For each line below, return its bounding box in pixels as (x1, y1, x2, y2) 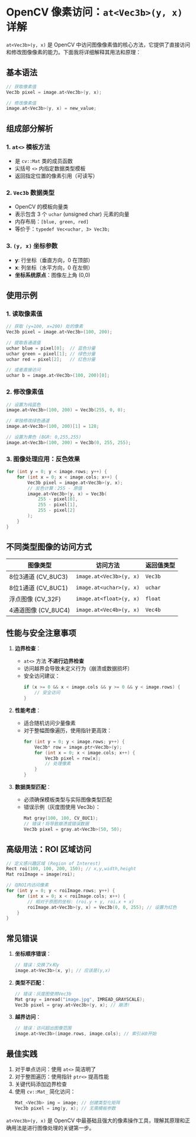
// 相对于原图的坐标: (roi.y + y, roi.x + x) (27, 899, 134, 905)
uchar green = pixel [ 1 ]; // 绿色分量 (6, 351, 96, 357)
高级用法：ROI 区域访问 (6, 845, 92, 855)
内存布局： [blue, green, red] (14, 218, 89, 225)
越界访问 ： (14, 1013, 41, 1021)
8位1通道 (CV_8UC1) (9, 584, 68, 592)
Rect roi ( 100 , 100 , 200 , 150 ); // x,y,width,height (6, 866, 136, 872)
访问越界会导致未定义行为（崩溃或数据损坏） (23, 665, 133, 672)
